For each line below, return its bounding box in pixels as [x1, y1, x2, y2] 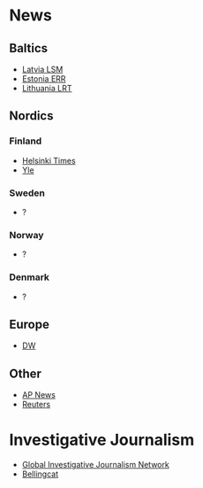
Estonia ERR [21, 74, 66, 84]
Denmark [9, 271, 50, 283]
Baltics [9, 41, 49, 56]
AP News [21, 390, 56, 400]
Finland [9, 135, 42, 147]
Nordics [9, 108, 54, 124]
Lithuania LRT [21, 83, 72, 93]
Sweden [9, 187, 46, 199]
